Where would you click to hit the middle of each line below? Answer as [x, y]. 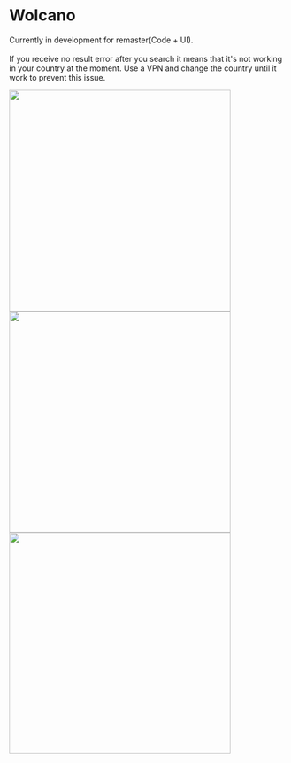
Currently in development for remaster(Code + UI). [101, 40]
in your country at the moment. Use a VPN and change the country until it [143, 68]
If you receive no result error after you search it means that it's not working [146, 58]
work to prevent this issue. [57, 77]
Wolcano [43, 15]
